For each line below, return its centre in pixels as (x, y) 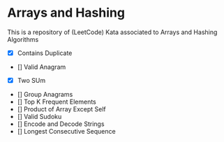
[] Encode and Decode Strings (61, 124)
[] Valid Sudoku (39, 117)
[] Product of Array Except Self (61, 109)
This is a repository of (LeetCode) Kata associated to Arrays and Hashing (112, 32)
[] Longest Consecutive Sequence (67, 132)
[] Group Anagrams (45, 95)
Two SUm (31, 80)
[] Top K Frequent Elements (57, 102)
